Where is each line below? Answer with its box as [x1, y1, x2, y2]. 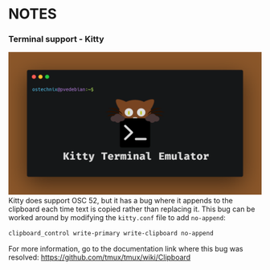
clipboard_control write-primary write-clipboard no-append [8, 229, 215, 237]
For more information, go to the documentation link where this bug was [8, 243, 243, 253]
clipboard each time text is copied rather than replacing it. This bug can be [8, 204, 256, 214]
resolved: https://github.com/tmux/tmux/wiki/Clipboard [8, 252, 191, 262]
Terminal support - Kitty [8, 34, 104, 45]
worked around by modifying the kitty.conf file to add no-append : [8, 212, 227, 222]
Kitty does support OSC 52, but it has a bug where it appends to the [8, 195, 233, 205]
